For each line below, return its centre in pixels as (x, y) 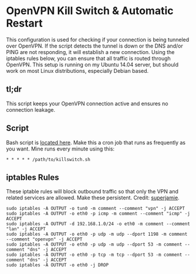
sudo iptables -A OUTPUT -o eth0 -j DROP (58, 265)
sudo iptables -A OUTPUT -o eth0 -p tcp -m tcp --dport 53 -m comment (94, 255)
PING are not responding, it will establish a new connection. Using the (90, 52)
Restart (24, 23)
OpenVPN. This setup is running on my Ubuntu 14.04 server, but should (92, 64)
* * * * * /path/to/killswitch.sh (48, 159)
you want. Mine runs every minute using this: (60, 149)
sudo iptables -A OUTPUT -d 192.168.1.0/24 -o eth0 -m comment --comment (98, 224)
